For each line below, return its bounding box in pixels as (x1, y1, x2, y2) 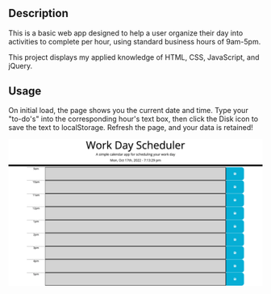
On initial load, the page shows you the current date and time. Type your (8, 106, 248, 115)
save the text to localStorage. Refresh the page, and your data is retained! (8, 123, 254, 132)
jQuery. (8, 61, 33, 70)
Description (8, 6, 69, 20)
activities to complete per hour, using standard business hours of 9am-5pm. (8, 36, 261, 46)
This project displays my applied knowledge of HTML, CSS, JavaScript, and (8, 52, 260, 62)
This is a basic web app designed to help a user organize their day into (8, 27, 244, 38)
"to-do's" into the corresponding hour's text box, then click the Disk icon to (8, 114, 259, 124)
